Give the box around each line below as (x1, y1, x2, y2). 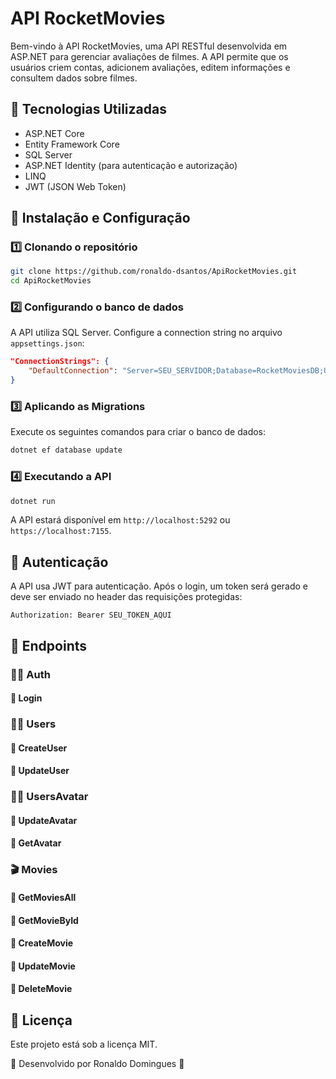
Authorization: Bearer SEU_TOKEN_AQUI (10, 610, 172, 621)
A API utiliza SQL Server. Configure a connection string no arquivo (10, 327, 283, 339)
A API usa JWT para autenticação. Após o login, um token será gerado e (10, 580, 309, 592)
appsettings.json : (10, 337, 85, 349)
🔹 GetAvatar (10, 837, 62, 849)
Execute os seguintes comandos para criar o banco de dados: (10, 426, 267, 438)
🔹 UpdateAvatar (10, 814, 78, 826)
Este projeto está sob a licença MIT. (10, 1038, 158, 1051)
